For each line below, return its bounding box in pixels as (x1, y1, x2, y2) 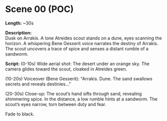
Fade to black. (5, 111, 35, 117)
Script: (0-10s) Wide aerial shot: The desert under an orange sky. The (5, 60, 149, 66)
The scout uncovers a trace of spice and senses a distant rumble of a (5, 45, 149, 51)
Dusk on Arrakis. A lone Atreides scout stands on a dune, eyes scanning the (5, 35, 162, 41)
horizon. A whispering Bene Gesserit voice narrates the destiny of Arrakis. (5, 40, 159, 46)
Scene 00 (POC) (5, 3, 74, 15)
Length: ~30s (5, 20, 34, 26)
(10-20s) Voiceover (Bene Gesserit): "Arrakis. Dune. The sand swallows (5, 75, 153, 81)
